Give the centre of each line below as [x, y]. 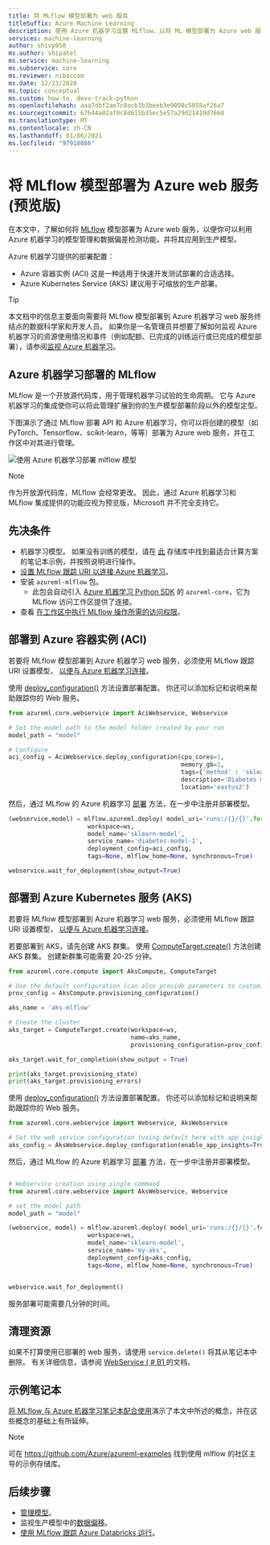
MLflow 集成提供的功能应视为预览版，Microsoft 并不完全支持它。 [116, 503]
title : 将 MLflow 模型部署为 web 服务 [68, 16]
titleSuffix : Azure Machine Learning [72, 23]
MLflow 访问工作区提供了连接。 [84, 602]
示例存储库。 [43, 1464]
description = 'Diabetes [219, 780]
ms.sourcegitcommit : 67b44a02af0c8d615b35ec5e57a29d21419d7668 [117, 114]
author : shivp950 [37, 46]
